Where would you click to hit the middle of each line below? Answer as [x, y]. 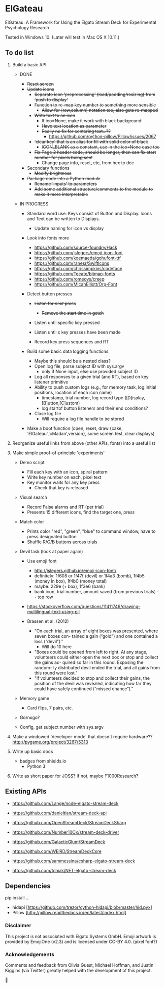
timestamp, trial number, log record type [82, 398]
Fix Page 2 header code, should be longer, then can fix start [95, 152]
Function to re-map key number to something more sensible [95, 105]
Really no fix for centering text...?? [76, 131]
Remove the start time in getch [73, 313]
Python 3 [36, 766]
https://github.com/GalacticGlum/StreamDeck [59, 842]
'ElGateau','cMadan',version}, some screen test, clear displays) [91, 433]
